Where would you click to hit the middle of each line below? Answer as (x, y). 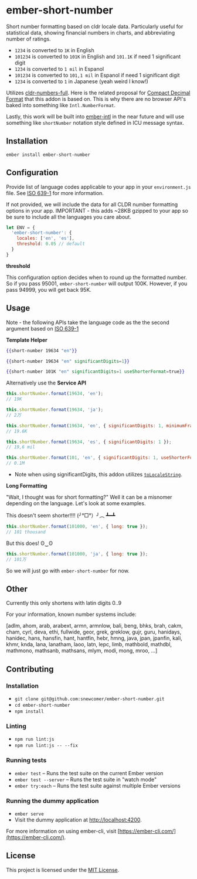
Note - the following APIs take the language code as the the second (88, 322)
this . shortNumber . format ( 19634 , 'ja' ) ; (55, 410)
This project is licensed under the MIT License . (63, 870)
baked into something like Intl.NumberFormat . (61, 105)
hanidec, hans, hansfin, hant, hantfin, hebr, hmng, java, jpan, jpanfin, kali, (94, 638)
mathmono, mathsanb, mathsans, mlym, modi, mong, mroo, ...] (82, 650)
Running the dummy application (52, 800)
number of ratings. (28, 39)
